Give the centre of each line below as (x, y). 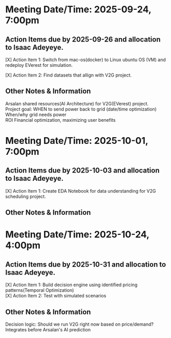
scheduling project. (26, 196)
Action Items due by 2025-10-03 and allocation (82, 171)
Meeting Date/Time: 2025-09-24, (78, 10)
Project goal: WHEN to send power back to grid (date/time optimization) (81, 109)
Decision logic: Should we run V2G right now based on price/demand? (79, 324)
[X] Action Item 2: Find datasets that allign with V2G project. (69, 75)
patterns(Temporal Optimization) (40, 290)
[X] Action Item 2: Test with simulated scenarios (56, 296)
